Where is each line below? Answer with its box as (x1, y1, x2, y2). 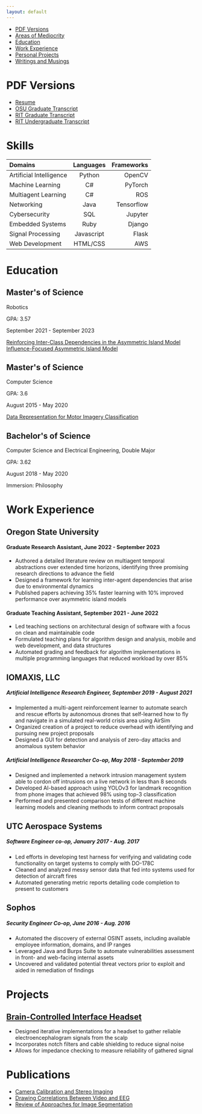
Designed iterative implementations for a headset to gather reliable (14, 1028, 181, 1035)
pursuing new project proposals (14, 730, 95, 737)
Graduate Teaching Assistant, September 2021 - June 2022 (6, 609, 159, 617)
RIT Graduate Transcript (14, 111, 75, 118)
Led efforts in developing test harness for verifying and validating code (14, 853, 192, 860)
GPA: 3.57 (6, 315, 31, 323)
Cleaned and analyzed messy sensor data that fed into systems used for (14, 866, 195, 873)
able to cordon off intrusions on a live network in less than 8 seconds (14, 778, 187, 785)
